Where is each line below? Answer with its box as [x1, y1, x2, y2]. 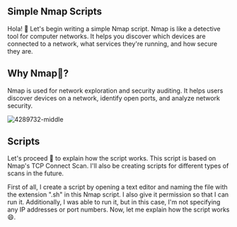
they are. [7, 47, 33, 55]
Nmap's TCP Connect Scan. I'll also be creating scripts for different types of [7, 162, 229, 170]
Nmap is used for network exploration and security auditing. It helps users [7, 86, 224, 95]
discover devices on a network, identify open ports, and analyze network [7, 93, 221, 102]
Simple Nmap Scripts [7, 6, 103, 18]
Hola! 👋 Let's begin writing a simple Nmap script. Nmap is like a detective [7, 24, 221, 33]
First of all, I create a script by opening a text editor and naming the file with [7, 183, 228, 192]
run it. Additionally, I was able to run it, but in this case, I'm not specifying [7, 198, 221, 206]
